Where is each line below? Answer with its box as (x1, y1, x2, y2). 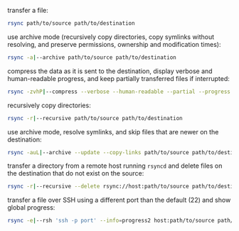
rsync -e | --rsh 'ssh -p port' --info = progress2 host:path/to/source (7, 217, 215, 225)
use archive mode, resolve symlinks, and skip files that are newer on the (7, 127, 219, 136)
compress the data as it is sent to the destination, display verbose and (7, 67, 213, 75)
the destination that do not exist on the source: (7, 169, 144, 178)
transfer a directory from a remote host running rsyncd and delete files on (7, 161, 223, 170)
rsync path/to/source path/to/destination (7, 20, 135, 27)
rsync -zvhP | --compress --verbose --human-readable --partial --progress (7, 88, 231, 95)
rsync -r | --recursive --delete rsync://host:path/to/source (7, 183, 190, 190)
